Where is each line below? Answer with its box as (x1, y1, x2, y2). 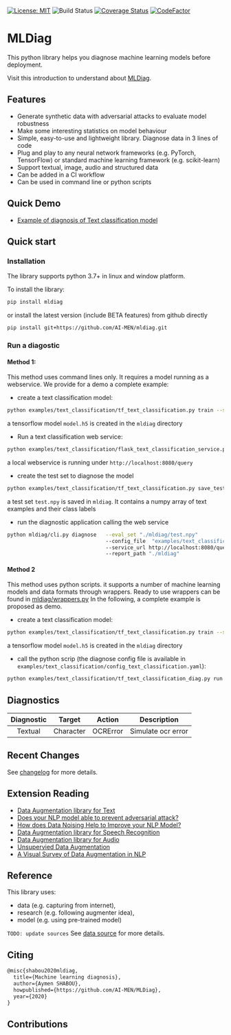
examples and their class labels (7, 504, 96, 513)
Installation (7, 256, 46, 266)
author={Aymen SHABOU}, (13, 980, 81, 988)
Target (58, 715, 81, 724)
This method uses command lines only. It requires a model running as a (7, 373, 210, 381)
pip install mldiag (7, 299, 63, 306)
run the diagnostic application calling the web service (16, 517, 169, 526)
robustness (16, 119, 49, 127)
